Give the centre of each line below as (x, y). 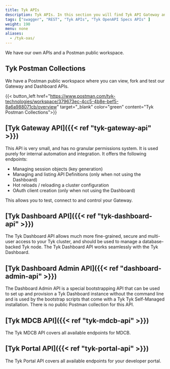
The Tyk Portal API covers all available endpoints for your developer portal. (83, 361)
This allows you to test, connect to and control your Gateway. (69, 200)
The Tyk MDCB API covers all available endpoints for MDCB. (68, 333)
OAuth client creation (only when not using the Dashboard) (74, 190)
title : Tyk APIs (22, 10)
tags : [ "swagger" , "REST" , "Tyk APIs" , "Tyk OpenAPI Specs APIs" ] (78, 19)
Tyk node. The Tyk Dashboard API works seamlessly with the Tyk (90, 247)
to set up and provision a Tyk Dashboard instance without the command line (84, 294)
